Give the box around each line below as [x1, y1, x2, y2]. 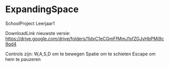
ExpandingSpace [5, 4, 79, 15]
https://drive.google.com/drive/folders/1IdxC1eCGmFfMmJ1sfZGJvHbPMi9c [5, 36, 164, 42]
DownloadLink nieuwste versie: [5, 30, 71, 36]
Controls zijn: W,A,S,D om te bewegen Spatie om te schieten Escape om [5, 51, 156, 57]
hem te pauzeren [5, 56, 41, 62]
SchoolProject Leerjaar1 [5, 20, 55, 26]
